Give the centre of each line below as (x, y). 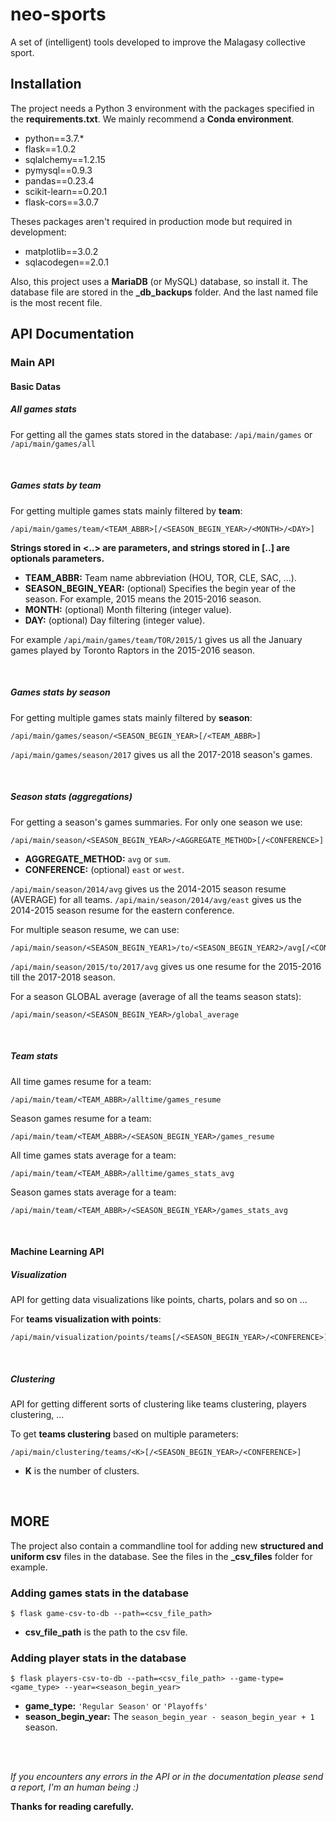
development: (38, 232)
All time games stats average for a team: (93, 1155)
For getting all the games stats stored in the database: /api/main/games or (161, 434)
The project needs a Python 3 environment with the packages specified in (162, 108)
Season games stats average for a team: (93, 1192)
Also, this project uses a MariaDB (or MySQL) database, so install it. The (159, 281)
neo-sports (58, 14)
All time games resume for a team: (81, 1081)
